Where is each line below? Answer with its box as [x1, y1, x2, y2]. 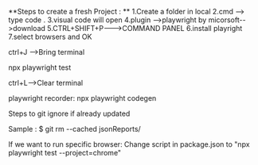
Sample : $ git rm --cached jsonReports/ [8, 125, 141, 133]
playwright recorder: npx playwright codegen [8, 94, 157, 102]
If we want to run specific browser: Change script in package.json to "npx [8, 140, 250, 149]
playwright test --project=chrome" [8, 148, 122, 157]
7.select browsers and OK [8, 32, 92, 41]
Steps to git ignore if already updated [8, 109, 131, 118]
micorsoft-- [208, 15, 246, 25]
